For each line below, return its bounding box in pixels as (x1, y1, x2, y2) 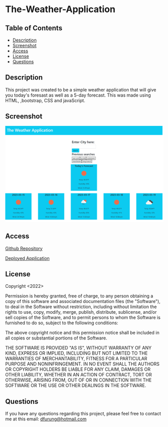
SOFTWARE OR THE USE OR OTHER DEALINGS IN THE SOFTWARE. (5, 382, 146, 389)
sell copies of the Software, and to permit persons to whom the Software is (5, 315, 161, 321)
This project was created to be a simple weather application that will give (5, 87, 156, 93)
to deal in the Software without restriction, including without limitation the (5, 304, 157, 310)
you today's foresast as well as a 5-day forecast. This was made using (5, 92, 151, 98)
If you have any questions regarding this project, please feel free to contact (5, 411, 161, 417)
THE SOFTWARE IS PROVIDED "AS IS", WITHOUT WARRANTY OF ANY (5, 345, 152, 351)
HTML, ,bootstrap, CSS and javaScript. (5, 97, 86, 103)
